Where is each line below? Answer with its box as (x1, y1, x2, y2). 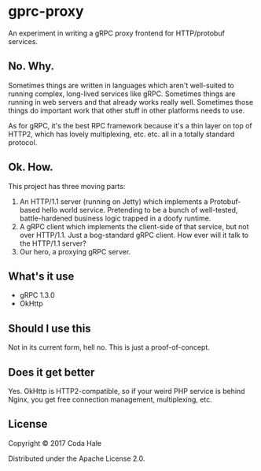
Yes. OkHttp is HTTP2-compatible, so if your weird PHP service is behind (8, 387, 245, 395)
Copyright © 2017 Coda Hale (8, 438, 102, 447)
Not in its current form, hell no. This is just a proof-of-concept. (8, 343, 211, 352)
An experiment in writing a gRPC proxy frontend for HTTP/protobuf (8, 28, 226, 38)
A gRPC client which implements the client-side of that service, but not (19, 221, 249, 231)
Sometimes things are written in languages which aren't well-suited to (8, 80, 234, 90)
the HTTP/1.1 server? (19, 239, 86, 248)
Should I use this (8, 321, 92, 335)
